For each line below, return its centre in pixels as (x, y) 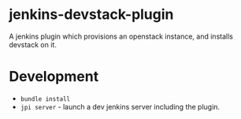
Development (54, 77)
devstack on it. (33, 44)
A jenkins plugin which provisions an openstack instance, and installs (121, 36)
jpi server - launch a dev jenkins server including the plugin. (120, 106)
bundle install (45, 99)
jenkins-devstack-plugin (91, 15)
